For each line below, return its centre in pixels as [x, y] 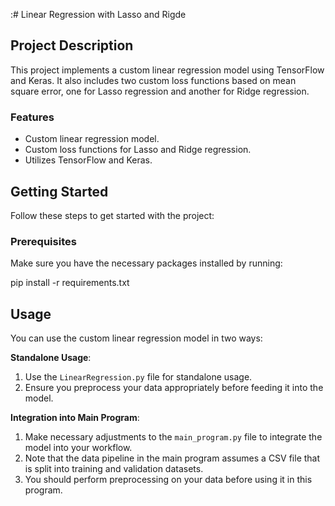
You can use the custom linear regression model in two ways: [136, 338]
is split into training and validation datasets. [114, 469]
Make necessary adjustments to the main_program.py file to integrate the [173, 437]
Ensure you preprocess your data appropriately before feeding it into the [174, 388]
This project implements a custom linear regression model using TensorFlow [167, 70]
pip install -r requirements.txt [70, 283]
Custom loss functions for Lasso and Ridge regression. [138, 150]
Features [32, 117]
